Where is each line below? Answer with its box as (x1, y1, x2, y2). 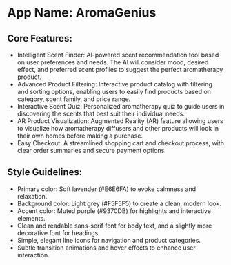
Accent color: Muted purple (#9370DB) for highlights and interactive (17, 206, 212, 215)
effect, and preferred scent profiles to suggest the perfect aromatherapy (17, 66, 223, 73)
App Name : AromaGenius (7, 5, 157, 21)
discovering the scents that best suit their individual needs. (17, 109, 185, 118)
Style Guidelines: (7, 166, 83, 178)
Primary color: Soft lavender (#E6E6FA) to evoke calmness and (17, 185, 197, 193)
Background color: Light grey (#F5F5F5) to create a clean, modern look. (17, 199, 222, 208)
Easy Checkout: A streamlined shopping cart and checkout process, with (17, 139, 224, 147)
